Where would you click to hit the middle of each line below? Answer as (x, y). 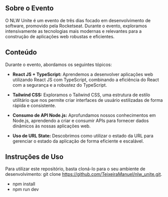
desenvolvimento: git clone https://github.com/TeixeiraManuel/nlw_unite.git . (84, 174)
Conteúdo (21, 52)
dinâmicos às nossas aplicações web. (52, 126)
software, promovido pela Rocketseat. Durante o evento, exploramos (76, 26)
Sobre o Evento (30, 8)
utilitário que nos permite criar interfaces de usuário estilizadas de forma (88, 100)
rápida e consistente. (34, 105)
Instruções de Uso (34, 157)
